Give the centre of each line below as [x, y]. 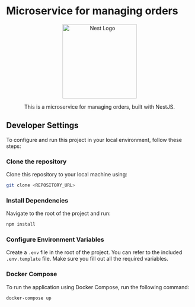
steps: [14, 146]
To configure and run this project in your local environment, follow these [94, 140]
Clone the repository [36, 162]
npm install [21, 224]
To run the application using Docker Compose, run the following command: [98, 287]
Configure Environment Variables [55, 240]
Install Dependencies [37, 200]
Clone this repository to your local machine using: [67, 175]
